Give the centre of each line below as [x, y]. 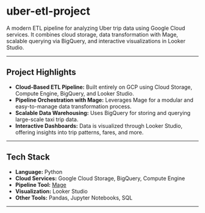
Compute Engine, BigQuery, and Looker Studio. [74, 93]
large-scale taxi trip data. [47, 119]
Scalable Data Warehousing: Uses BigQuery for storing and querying [103, 113]
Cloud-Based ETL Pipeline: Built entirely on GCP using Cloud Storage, [104, 87]
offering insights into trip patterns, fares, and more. [79, 132]
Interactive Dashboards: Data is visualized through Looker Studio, [99, 125]
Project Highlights [41, 72]
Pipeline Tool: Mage [41, 184]
